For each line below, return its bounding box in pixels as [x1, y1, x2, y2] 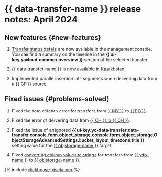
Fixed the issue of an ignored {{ [11, 127, 77, 133]
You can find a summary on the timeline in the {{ [11, 51, 110, 57]
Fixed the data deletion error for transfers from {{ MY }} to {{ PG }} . [11, 108, 148, 113]
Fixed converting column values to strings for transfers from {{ [11, 152, 138, 157]
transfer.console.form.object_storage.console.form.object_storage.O [11, 132, 158, 138]
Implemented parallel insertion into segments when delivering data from [11, 76, 158, 81]
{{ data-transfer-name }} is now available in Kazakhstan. [11, 66, 126, 72]
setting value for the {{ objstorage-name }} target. [11, 142, 113, 148]
